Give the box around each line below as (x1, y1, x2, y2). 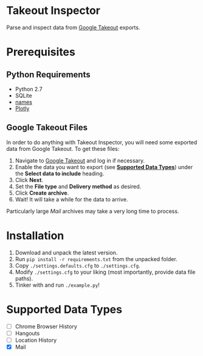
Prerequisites (6, 45, 76, 59)
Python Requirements (6, 69, 91, 80)
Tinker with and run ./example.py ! (15, 281, 100, 288)
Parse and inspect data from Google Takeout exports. (6, 24, 140, 31)
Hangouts (15, 329, 40, 337)
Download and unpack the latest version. (15, 249, 118, 256)
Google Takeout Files (6, 122, 88, 133)
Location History (15, 336, 57, 344)
